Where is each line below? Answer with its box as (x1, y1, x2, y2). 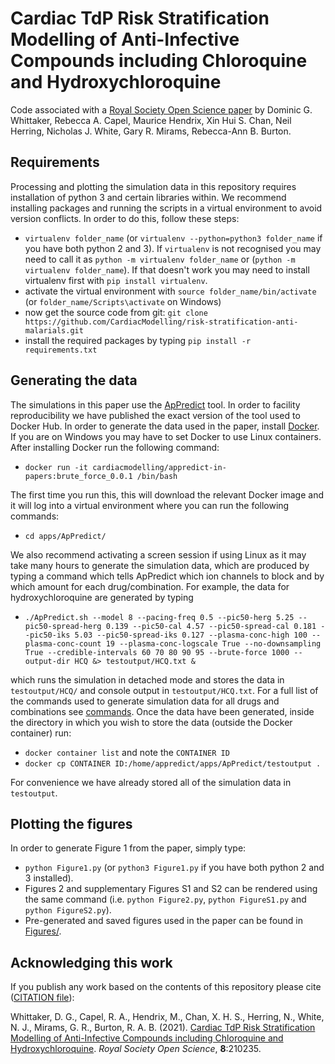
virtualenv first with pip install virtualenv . (24, 274, 208, 286)
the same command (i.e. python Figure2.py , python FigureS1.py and (24, 893, 307, 906)
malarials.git (24, 325, 84, 336)
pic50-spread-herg (24, 621, 102, 631)
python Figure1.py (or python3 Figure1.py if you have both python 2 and (24, 862, 325, 874)
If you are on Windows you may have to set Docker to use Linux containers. (10, 430, 322, 442)
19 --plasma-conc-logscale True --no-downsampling (105, 638, 322, 649)
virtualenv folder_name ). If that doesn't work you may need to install (24, 263, 310, 276)
